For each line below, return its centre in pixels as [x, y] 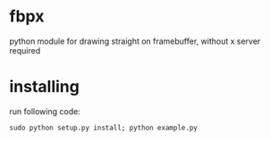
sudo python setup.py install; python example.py [104, 128]
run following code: [45, 111]
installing [45, 87]
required [25, 50]
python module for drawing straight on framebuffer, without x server [135, 41]
